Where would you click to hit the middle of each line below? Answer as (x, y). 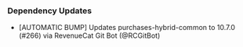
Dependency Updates (49, 11)
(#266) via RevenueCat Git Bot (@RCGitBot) (89, 35)
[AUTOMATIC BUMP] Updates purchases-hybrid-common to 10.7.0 (127, 28)
